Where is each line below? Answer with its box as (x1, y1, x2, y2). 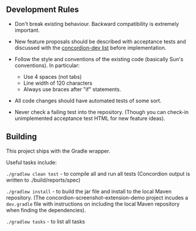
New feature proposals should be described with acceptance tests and (14, 38, 187, 45)
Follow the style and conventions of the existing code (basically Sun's (14, 55, 184, 62)
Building (6, 132, 37, 142)
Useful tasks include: (6, 159, 57, 166)
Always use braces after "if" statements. (23, 85, 121, 93)
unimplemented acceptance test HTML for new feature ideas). (14, 115, 165, 122)
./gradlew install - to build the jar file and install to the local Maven (6, 188, 172, 195)
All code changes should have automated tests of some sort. (14, 97, 162, 104)
